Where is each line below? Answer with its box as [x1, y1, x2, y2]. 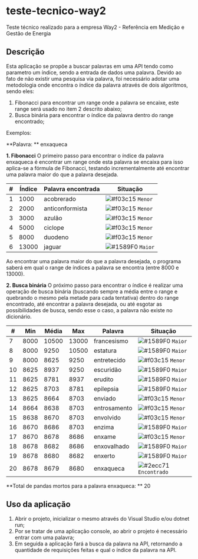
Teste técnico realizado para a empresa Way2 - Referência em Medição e [6, 24, 184, 31]
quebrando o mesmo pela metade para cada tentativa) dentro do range [6, 294, 179, 301]
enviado [94, 394, 116, 402]
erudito [94, 375, 114, 383]
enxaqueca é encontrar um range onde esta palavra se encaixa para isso [6, 158, 184, 166]
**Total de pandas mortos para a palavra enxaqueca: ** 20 [6, 482, 151, 489]
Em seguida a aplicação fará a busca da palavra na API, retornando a [14, 540, 183, 547]
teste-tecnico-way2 [6, 4, 107, 18]
